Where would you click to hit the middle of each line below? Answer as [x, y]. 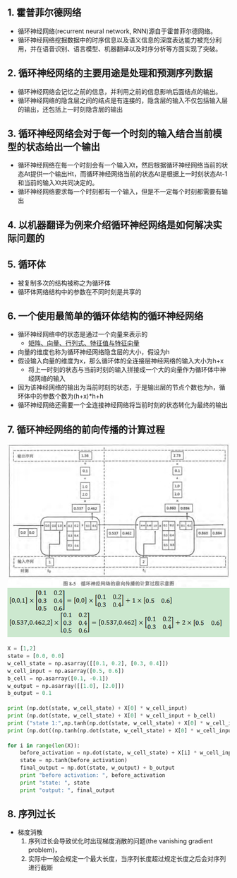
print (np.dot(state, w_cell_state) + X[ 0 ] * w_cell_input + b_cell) [112, 716]
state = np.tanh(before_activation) [74, 761]
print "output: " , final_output [67, 790]
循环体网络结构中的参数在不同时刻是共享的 [79, 291]
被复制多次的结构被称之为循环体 [64, 283]
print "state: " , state [55, 783]
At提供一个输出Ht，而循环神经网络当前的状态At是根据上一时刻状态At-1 [126, 174]
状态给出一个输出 [63, 147]
